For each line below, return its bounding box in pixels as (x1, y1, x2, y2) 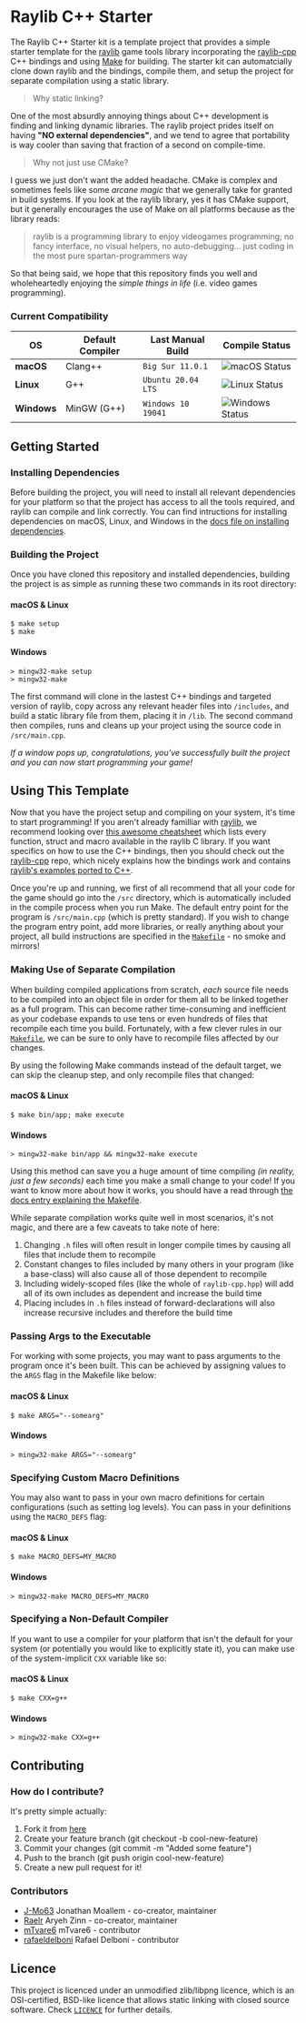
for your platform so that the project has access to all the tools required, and (10, 496, 296, 507)
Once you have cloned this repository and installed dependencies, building (10, 569, 291, 579)
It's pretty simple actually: (10, 1806, 107, 1817)
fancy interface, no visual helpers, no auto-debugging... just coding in (32, 240, 294, 251)
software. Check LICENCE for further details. (10, 2004, 173, 2016)
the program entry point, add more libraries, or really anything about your (10, 921, 284, 932)
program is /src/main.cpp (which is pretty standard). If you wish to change (10, 911, 290, 922)
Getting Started (10, 438, 100, 454)
